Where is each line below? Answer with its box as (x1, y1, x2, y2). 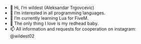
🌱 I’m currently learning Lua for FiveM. (9, 15, 89, 21)
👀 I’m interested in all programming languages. (9, 10, 106, 16)
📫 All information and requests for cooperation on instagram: (9, 26, 137, 32)
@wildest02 (9, 33, 35, 39)
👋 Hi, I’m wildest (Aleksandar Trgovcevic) (9, 5, 95, 10)
